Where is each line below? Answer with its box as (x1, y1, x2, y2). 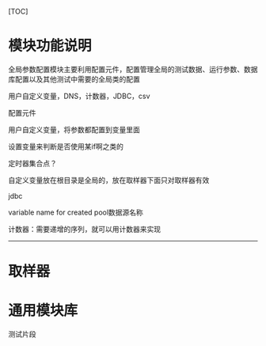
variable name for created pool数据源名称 (8, 207, 144, 217)
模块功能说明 (8, 37, 93, 55)
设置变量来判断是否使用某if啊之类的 (8, 142, 124, 151)
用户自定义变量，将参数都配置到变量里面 (8, 124, 140, 134)
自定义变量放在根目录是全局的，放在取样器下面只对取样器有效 (8, 175, 210, 184)
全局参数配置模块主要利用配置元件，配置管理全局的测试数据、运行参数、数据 (8, 64, 258, 74)
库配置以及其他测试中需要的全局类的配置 (8, 74, 140, 84)
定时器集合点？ (8, 158, 57, 168)
